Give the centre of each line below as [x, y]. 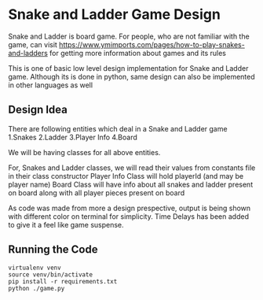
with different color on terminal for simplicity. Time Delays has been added [129, 216]
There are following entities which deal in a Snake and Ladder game [118, 128]
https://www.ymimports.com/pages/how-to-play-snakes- [152, 44]
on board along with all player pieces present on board [97, 193]
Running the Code [53, 250]
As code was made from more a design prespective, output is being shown [130, 208]
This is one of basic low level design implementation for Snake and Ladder [128, 68]
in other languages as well [50, 85]
